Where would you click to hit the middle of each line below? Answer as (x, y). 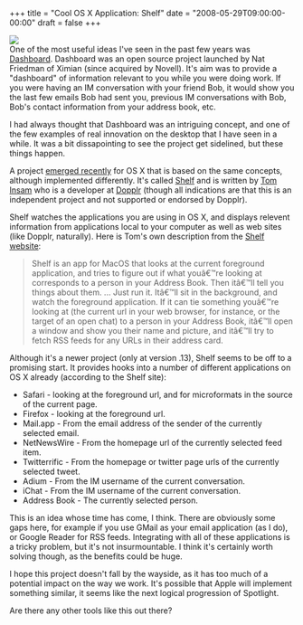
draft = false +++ (69, 23)
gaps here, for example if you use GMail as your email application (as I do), (149, 527)
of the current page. (60, 404)
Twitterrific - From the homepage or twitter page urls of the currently (151, 462)
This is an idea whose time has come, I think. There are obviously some (142, 518)
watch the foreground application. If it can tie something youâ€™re (155, 302)
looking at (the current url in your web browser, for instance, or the (156, 312)
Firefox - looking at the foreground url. (94, 414)
